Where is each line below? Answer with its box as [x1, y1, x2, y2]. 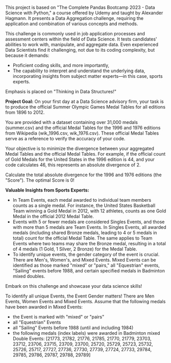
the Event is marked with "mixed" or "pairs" [12, 314, 105, 319]
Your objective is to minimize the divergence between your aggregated [5, 145, 155, 152]
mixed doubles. [12, 273, 45, 279]
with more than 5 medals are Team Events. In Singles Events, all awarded [12, 224, 166, 230]
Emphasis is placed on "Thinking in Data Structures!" [5, 89, 116, 94]
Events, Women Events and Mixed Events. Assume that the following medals [5, 298, 166, 304]
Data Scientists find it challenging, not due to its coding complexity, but [5, 47, 155, 53]
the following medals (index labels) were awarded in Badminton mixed [12, 330, 160, 336]
